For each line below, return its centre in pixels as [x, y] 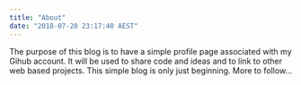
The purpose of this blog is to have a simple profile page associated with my [150, 51]
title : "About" [38, 17]
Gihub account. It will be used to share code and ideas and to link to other [146, 61]
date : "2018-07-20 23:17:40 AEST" [74, 26]
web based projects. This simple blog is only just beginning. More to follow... [151, 70]
